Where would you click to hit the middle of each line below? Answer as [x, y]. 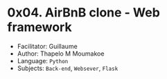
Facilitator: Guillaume [47, 46]
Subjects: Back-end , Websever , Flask [68, 68]
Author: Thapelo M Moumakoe [61, 54]
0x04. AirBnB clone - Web [84, 13]
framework [39, 27]
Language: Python [43, 60]
